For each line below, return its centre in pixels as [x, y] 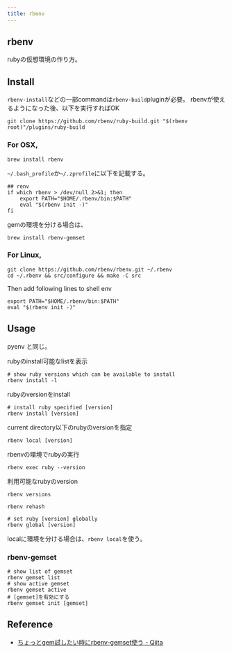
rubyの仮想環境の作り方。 [44, 59]
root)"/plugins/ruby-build [46, 127]
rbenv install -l [32, 380]
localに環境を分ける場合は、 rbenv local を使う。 [77, 538]
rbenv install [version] [43, 414]
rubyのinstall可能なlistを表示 [48, 361]
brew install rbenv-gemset [46, 237]
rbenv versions [29, 494]
